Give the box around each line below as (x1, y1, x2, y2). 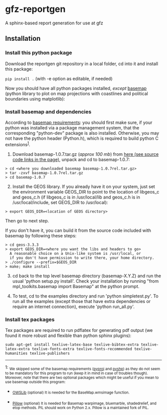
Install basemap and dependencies (5, 108, 92, 115)
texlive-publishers (29, 351, 70, 356)
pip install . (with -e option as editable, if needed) (5, 76, 113, 82)
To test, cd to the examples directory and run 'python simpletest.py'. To (12, 293, 159, 299)
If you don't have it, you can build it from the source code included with (5, 227, 152, 233)
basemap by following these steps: (5, 232, 77, 238)
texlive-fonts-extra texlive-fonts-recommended (31, 346, 133, 351)
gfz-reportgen (5, 3, 66, 15)
